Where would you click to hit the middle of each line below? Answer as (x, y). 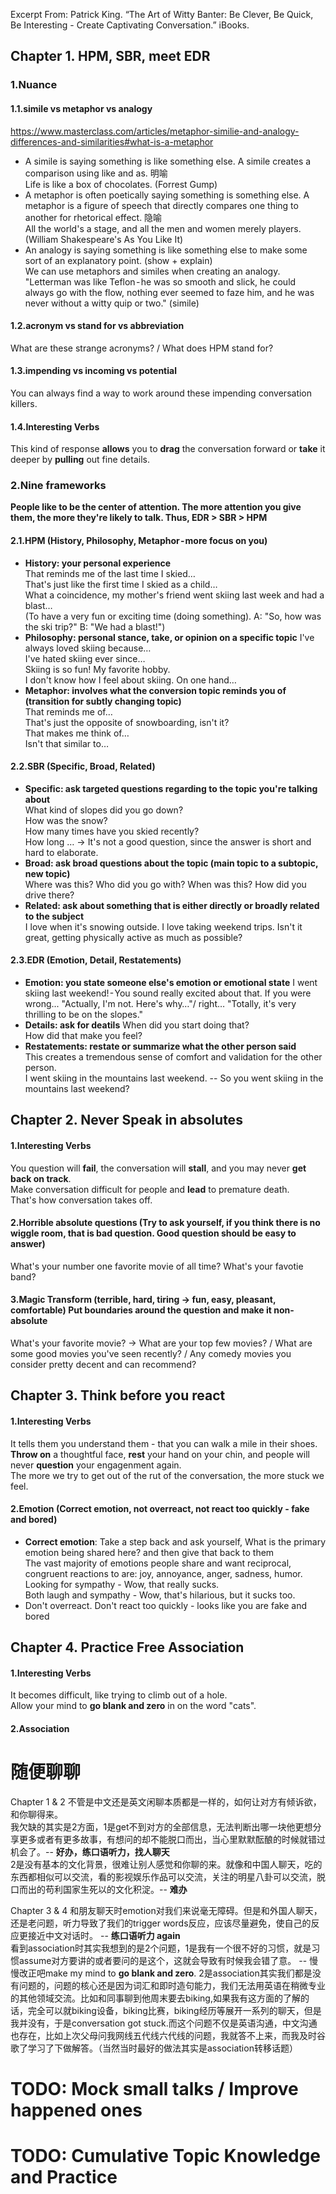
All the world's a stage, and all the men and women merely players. (163, 228)
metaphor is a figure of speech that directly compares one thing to (161, 205)
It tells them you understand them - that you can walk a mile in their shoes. (164, 1443)
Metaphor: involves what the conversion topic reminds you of (155, 690)
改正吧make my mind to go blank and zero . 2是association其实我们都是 (165, 1973)
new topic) (47, 873)
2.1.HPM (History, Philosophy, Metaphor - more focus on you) (139, 541)
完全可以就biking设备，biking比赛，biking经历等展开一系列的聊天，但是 (174, 2010)
